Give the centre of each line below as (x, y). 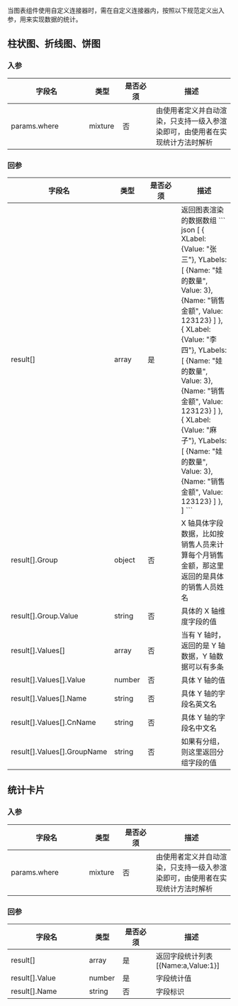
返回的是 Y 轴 (203, 645)
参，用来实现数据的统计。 (45, 19)
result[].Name (34, 991)
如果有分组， (203, 741)
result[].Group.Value (45, 616)
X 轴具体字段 (202, 523)
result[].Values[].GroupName (59, 751)
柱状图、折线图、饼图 (54, 44)
